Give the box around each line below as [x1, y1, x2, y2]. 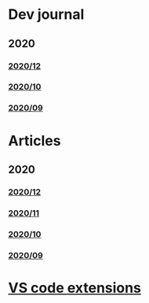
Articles [8, 131, 61, 150]
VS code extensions [8, 279, 141, 297]
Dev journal [8, 6, 85, 24]
